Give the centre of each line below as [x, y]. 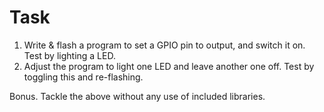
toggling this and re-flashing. [83, 77]
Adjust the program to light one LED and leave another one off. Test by [169, 66]
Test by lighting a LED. [69, 55]
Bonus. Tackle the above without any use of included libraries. [137, 96]
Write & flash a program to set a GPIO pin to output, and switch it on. [164, 45]
